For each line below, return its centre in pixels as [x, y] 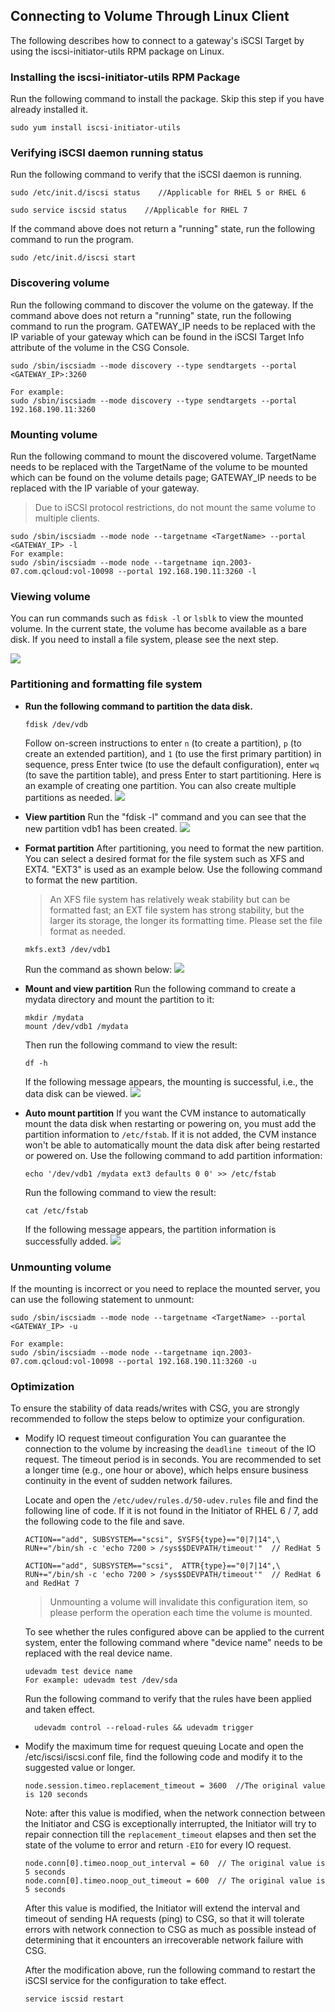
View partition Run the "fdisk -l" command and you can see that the [165, 816]
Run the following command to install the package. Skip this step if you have [167, 99]
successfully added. [66, 1241]
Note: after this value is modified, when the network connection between [175, 1813]
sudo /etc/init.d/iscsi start [73, 258]
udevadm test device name [78, 1672]
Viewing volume [50, 596]
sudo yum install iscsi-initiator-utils [96, 128]
